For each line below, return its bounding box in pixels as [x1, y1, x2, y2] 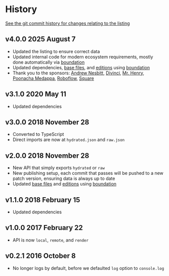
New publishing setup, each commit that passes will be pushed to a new [12, 170, 163, 176]
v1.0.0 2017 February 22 [5, 223, 83, 232]
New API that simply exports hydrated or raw [12, 165, 105, 171]
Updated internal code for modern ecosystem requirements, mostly [12, 54, 153, 60]
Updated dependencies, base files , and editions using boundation [12, 64, 150, 70]
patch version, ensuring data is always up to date [12, 175, 115, 181]
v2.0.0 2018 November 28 [5, 151, 90, 160]
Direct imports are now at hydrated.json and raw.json [12, 136, 125, 143]
